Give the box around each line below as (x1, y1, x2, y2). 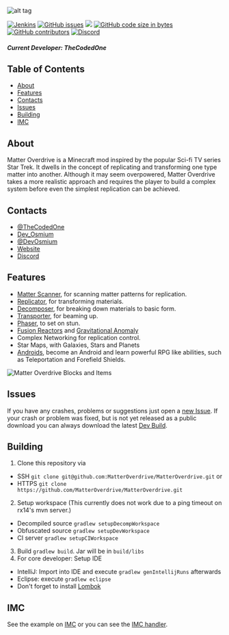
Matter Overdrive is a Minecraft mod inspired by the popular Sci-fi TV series (7, 156, 221, 164)
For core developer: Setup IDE (16, 554, 103, 562)
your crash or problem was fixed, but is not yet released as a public (7, 414, 197, 422)
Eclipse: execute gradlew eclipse (16, 575, 111, 583)
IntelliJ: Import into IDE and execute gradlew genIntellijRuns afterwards (16, 568, 221, 576)
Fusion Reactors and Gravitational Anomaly (16, 326, 139, 335)
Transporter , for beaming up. (16, 311, 98, 320)
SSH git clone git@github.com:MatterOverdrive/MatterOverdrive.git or (16, 472, 223, 480)
